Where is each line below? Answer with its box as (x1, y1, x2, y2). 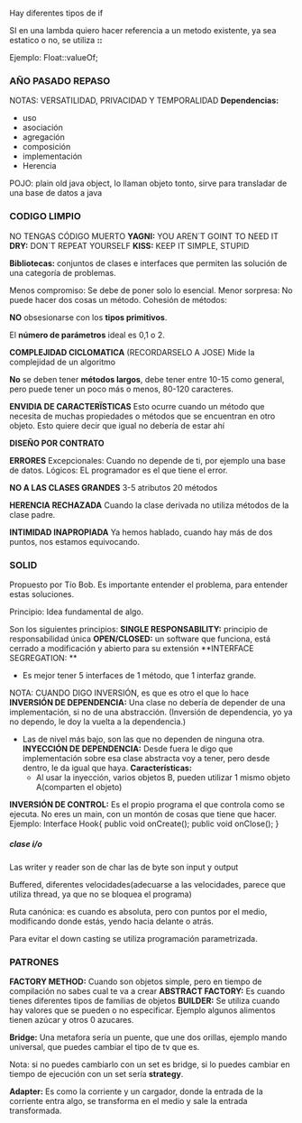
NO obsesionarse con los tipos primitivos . (9, 311, 168, 323)
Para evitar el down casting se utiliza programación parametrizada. (9, 933, 259, 944)
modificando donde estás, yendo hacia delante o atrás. (9, 916, 215, 926)
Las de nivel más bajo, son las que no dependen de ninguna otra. (22, 733, 265, 744)
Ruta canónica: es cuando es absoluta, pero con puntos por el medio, (9, 906, 268, 916)
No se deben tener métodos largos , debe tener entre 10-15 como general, (9, 373, 285, 384)
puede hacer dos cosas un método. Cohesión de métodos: (9, 294, 227, 305)
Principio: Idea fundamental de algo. (9, 606, 144, 617)
